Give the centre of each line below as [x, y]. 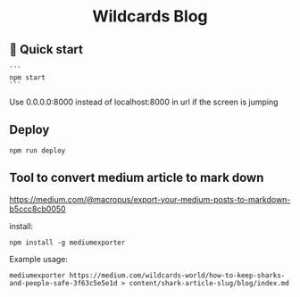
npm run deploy [37, 150]
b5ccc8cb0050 [37, 209]
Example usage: [39, 259]
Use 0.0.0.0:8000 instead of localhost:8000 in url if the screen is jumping [144, 102]
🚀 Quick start [46, 49]
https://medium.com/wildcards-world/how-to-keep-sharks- [177, 275]
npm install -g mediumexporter [67, 243]
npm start [28, 78]
